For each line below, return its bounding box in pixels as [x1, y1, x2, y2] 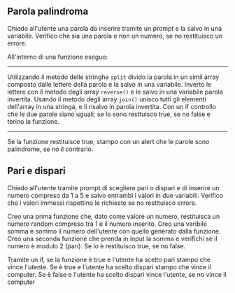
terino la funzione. [7, 117, 59, 125]
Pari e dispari [7, 165, 66, 177]
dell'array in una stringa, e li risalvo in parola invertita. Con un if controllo [7, 102, 217, 110]
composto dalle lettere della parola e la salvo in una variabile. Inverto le [7, 80, 212, 88]
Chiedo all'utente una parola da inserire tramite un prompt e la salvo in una [7, 24, 222, 32]
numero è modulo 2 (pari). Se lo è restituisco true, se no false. [7, 241, 186, 250]
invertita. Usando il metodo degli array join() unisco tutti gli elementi [7, 94, 206, 103]
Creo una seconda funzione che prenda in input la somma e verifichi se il [7, 234, 218, 243]
